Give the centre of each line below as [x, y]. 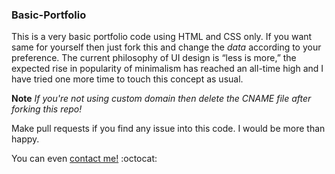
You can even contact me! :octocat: [84, 159]
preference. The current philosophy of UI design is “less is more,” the [154, 58]
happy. [25, 139]
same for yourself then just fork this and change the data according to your [166, 47]
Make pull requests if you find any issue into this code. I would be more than [168, 129]
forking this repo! [47, 109]
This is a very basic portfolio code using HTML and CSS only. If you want [162, 37]
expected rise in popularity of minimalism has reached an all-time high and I [167, 69]
